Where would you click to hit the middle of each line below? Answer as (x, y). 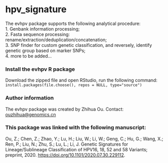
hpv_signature (36, 9)
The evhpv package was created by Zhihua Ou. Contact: (64, 109)
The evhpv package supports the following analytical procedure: (73, 23)
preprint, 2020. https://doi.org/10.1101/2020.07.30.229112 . (65, 155)
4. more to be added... (29, 56)
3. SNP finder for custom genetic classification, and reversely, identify (79, 45)
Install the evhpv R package (40, 69)
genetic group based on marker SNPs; (45, 50)
